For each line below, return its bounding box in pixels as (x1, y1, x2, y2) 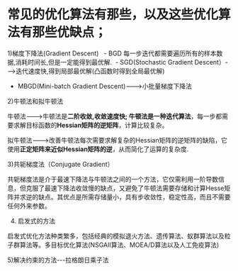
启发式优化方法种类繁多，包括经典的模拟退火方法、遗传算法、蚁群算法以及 (7, 231, 225, 240)
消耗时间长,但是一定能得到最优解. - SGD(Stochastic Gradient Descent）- (15, 57, 228, 66)
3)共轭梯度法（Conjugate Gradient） (7, 160, 114, 168)
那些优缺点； (32, 24, 108, 40)
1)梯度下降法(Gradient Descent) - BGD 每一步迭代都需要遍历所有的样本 (7, 49, 217, 57)
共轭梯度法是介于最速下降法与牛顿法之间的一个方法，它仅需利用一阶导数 (7, 175, 218, 183)
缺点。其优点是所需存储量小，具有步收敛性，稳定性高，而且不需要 (38, 192, 231, 201)
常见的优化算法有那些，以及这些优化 (7, 6, 219, 23)
